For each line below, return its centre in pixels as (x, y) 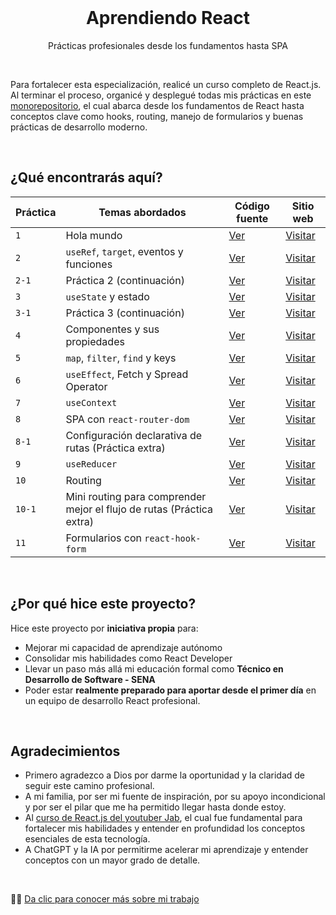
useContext (91, 402)
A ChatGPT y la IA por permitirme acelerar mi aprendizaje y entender (166, 850)
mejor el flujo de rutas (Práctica (139, 509)
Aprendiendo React (168, 18)
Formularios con (104, 538)
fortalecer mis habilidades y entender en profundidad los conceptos (165, 828)
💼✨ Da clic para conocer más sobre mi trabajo (105, 899)
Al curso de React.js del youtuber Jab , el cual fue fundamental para (163, 818)
